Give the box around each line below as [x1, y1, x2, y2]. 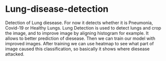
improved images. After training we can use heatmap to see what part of [5, 40, 154, 46]
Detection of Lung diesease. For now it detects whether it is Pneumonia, [5, 20, 153, 26]
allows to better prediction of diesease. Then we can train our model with [5, 35, 156, 41]
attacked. [5, 51, 25, 57]
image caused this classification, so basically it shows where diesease [5, 46, 150, 52]
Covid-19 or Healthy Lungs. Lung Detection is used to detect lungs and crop [5, 25, 162, 30]
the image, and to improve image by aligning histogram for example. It [5, 30, 149, 36]
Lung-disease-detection [5, 3, 109, 15]
